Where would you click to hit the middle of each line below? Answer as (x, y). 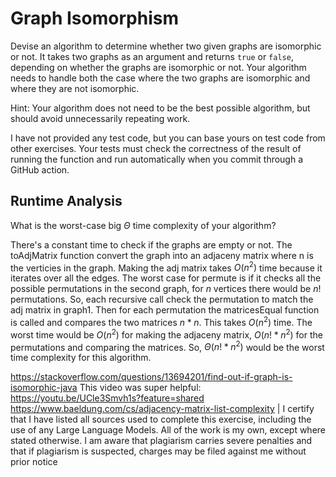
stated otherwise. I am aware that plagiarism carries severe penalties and (161, 441)
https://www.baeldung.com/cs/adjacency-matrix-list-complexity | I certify (162, 409)
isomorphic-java (44, 388)
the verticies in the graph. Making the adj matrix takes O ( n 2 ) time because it (166, 267)
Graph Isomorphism (94, 18)
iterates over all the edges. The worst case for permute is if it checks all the (166, 278)
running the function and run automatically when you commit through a (157, 159)
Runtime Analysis (66, 201)
